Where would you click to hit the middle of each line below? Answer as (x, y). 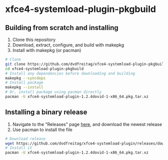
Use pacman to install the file (42, 129)
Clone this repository (34, 39)
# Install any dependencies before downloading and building (70, 73)
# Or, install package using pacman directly (53, 92)
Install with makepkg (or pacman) (47, 50)
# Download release (25, 138)
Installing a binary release (46, 112)
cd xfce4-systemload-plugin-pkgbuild (44, 68)
